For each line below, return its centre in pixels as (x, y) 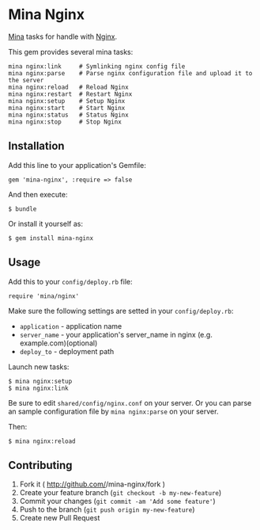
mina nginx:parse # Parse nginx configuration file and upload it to (130, 73)
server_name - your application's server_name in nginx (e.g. (116, 334)
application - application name (71, 326)
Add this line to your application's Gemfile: (77, 165)
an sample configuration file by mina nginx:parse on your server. (113, 411)
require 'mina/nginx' (44, 296)
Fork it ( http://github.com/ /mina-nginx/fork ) (92, 484)
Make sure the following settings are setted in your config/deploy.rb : (121, 311)
